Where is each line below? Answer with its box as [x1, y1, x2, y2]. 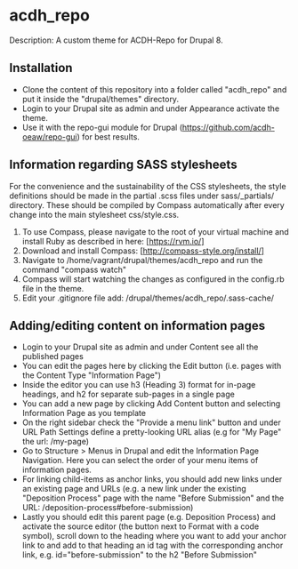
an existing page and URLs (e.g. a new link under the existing [21, 484, 246, 494]
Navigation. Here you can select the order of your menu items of [21, 455, 259, 466]
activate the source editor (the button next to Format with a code [21, 521, 260, 532]
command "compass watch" [21, 264, 127, 275]
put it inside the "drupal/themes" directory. [21, 93, 180, 104]
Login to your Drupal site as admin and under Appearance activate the [21, 103, 280, 114]
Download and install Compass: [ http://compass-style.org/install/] [21, 245, 265, 256]
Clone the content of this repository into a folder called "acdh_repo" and [21, 84, 287, 94]
